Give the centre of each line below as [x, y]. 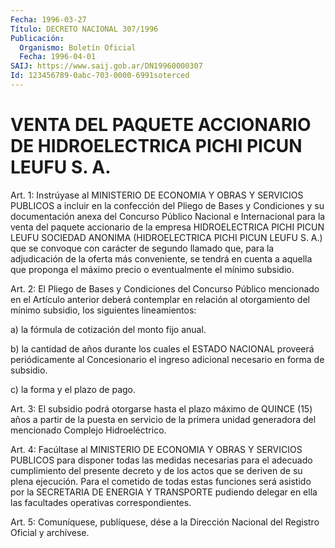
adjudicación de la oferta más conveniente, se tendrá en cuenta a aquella [161, 258]
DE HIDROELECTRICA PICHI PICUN [156, 146]
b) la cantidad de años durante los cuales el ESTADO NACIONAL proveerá [162, 348]
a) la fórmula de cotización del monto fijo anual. [108, 329]
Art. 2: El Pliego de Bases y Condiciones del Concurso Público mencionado [165, 288]
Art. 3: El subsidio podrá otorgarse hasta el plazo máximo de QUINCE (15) [161, 408]
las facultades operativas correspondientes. [101, 502]
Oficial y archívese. [50, 532]
